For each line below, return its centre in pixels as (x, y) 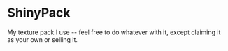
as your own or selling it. (43, 39)
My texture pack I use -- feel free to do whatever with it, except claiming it (114, 32)
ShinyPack (39, 13)
